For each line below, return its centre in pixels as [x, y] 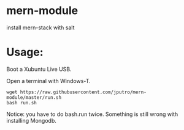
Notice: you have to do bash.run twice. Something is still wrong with [92, 114]
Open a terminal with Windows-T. [48, 81]
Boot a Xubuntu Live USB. [39, 69]
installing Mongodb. [31, 120]
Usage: [25, 52]
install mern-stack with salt [40, 27]
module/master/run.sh [34, 97]
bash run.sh [21, 103]
